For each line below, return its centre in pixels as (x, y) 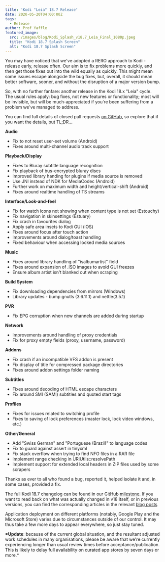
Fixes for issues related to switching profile (56, 413)
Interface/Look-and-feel (31, 201)
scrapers (21, 469)
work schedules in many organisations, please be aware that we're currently (82, 539)
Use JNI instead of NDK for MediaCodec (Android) (64, 181)
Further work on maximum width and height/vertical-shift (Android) (80, 187)
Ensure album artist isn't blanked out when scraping (65, 272)
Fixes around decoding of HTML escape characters (65, 389)
